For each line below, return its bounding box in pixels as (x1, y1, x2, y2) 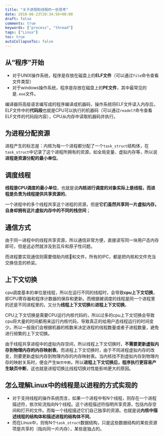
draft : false (5, 16, 32, 21)
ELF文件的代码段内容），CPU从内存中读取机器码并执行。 (5, 113, 118, 119)
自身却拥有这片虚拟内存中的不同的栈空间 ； (5, 208, 91, 214)
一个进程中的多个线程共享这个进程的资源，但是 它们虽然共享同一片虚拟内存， (5, 201, 159, 207)
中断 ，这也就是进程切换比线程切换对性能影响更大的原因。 (18, 365, 133, 371)
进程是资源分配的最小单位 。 (5, 155, 61, 161)
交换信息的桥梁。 (5, 260, 40, 266)
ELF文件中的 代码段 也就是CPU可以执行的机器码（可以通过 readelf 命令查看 (5, 107, 153, 113)
